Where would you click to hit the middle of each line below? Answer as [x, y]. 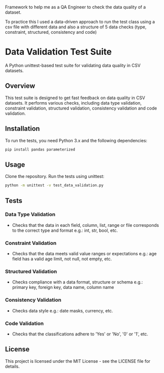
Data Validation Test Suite [59, 52]
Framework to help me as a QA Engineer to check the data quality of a [75, 7]
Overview [20, 86]
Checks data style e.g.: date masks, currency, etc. [62, 310]
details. [12, 366]
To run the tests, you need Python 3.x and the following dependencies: [76, 140]
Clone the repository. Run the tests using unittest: [55, 176]
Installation [22, 129]
